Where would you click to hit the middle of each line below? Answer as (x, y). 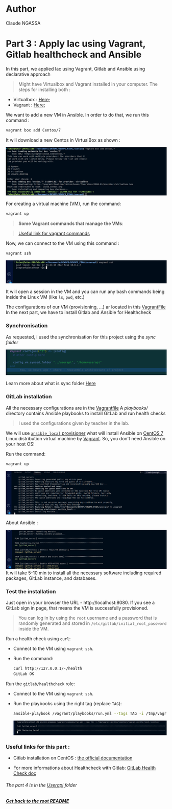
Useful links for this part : (38, 747)
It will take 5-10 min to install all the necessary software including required (84, 573)
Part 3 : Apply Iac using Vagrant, (76, 44)
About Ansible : (22, 523)
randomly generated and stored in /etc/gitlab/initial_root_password (92, 623)
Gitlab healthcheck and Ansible (74, 55)
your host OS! (20, 444)
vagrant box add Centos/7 (33, 130)
